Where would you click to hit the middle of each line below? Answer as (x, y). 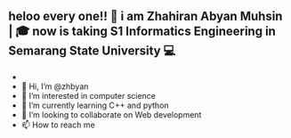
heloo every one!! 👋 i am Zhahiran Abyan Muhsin (145, 16)
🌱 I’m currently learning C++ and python (95, 105)
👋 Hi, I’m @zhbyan (55, 86)
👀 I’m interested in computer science (89, 95)
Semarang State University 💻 (92, 51)
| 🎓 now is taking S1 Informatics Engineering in (142, 32)
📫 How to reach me (58, 125)
